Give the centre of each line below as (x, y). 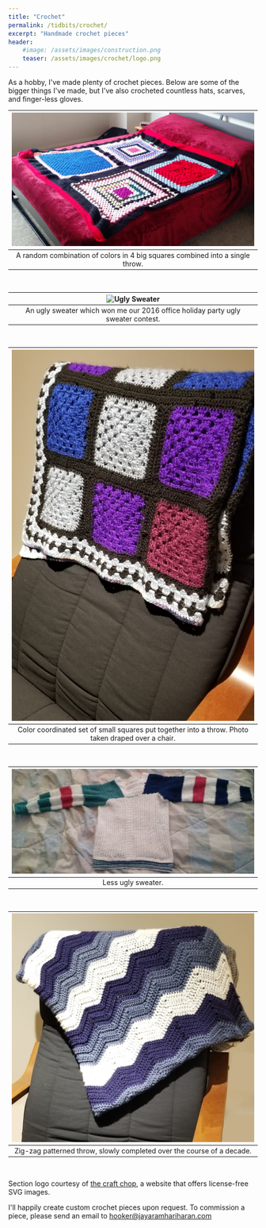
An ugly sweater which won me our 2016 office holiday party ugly (133, 310)
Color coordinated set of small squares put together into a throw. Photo (133, 729)
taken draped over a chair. (133, 737)
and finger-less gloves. (46, 99)
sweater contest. (133, 318)
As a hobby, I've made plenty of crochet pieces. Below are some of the (124, 82)
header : (21, 42)
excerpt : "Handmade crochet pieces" (68, 33)
